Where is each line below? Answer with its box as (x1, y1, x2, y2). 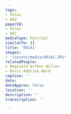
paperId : (5, 21, 24, 27)
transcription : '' (5, 97, 44, 102)
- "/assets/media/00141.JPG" (5, 54, 66, 60)
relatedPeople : (5, 59, 37, 64)
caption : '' (5, 73, 30, 79)
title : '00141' (5, 45, 37, 50)
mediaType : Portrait (5, 36, 49, 41)
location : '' (5, 87, 33, 93)
